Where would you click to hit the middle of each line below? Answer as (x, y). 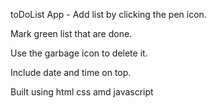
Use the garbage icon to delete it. (79, 53)
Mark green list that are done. (71, 33)
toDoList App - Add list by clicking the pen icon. (108, 14)
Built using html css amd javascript (82, 92)
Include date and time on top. (71, 72)
